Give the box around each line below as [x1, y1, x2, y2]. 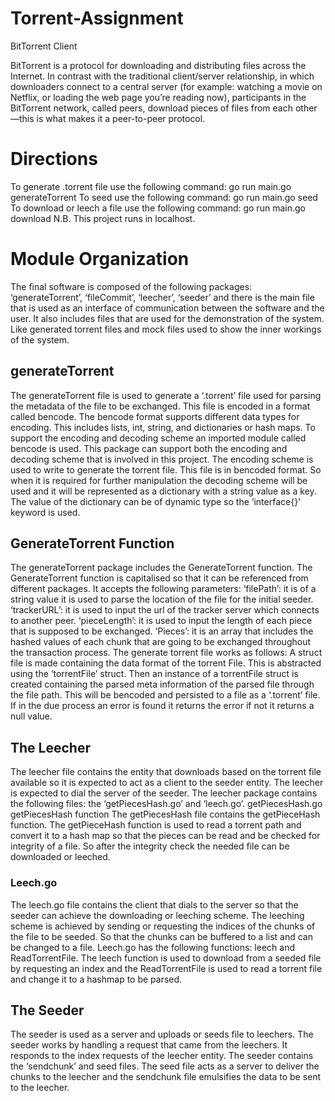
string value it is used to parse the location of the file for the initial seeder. [10, 593, 314, 606]
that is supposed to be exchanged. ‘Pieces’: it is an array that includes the [10, 625, 314, 637]
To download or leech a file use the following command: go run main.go [10, 202, 306, 214]
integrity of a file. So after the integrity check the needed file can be [10, 840, 290, 852]
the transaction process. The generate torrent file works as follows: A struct [10, 647, 323, 659]
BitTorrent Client [10, 40, 78, 52]
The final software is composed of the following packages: [10, 280, 253, 292]
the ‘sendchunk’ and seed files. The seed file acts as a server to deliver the [10, 1060, 320, 1072]
